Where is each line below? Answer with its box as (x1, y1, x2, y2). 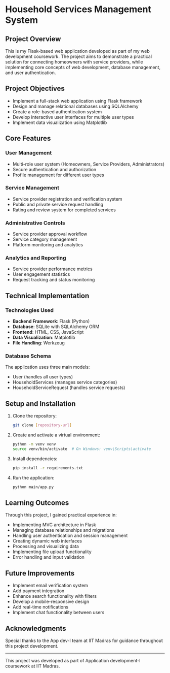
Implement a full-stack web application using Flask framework (12, 98, 143, 104)
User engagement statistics (12, 271, 70, 277)
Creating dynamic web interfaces (12, 538, 82, 544)
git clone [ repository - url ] (12, 423, 72, 428)
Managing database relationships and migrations (12, 527, 115, 533)
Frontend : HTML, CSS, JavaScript (12, 329, 84, 335)
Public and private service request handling (12, 201, 104, 207)
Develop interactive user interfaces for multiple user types (12, 114, 134, 120)
